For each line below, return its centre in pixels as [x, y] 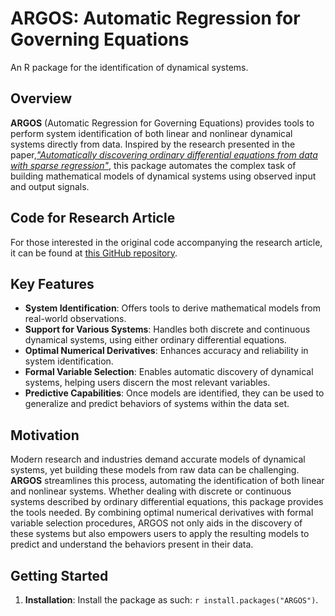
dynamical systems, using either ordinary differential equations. [155, 340]
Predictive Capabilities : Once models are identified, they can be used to [174, 393]
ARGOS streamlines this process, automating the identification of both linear [167, 481]
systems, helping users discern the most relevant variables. [147, 383]
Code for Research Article [93, 218]
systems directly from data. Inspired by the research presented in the [153, 144]
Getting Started [59, 575]
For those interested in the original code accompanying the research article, [166, 242]
